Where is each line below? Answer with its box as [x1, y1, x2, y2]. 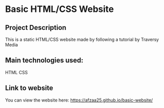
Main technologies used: [5, 56, 83, 65]
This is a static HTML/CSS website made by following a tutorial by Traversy [5, 36, 159, 42]
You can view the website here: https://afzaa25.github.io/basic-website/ [5, 97, 153, 103]
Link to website [5, 84, 53, 93]
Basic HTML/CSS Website [5, 3, 114, 15]
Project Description [5, 23, 67, 32]
